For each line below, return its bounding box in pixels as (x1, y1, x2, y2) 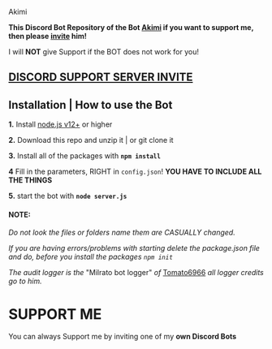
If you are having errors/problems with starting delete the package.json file (8, 243, 260, 253)
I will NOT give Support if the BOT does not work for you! (8, 47, 199, 56)
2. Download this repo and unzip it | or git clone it (8, 136, 174, 145)
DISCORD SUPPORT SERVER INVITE (8, 71, 193, 84)
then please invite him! (8, 32, 88, 41)
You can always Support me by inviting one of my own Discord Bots (8, 332, 237, 342)
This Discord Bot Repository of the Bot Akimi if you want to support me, (8, 23, 254, 32)
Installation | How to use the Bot (8, 97, 173, 112)
